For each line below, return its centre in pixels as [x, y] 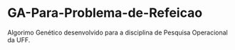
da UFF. [19, 39]
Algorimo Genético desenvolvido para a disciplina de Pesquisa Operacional [117, 32]
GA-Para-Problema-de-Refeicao [105, 13]
